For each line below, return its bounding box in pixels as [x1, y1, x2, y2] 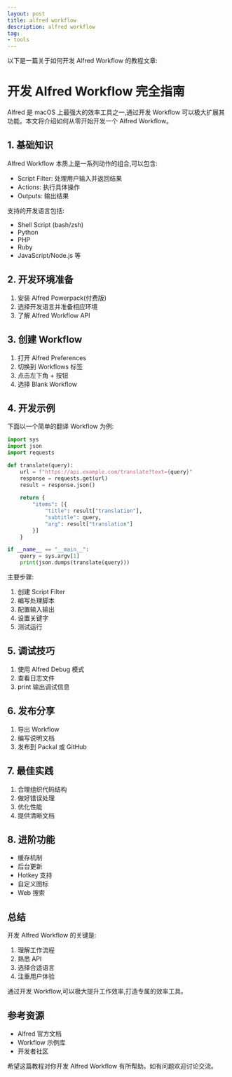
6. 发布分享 [7, 705, 55, 717]
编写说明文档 [17, 734, 55, 742]
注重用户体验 [17, 972, 55, 981]
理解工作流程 [17, 946, 55, 954]
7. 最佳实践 [7, 765, 54, 777]
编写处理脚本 [17, 596, 55, 605]
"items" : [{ [32, 501, 68, 508]
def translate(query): [7, 462, 74, 469]
